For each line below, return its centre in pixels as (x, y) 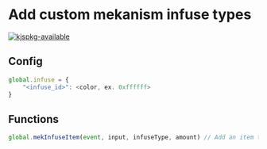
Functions (34, 119)
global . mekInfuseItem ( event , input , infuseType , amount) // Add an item (131, 138)
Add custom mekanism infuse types (130, 15)
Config (25, 61)
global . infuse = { (39, 80)
